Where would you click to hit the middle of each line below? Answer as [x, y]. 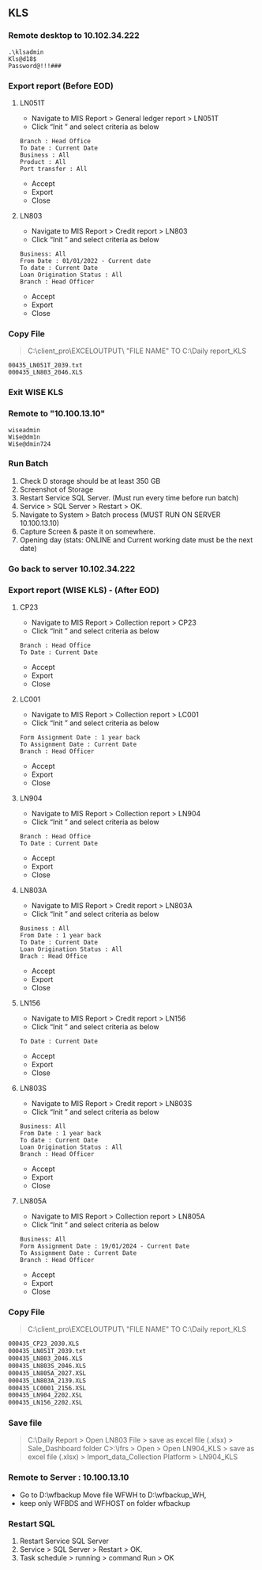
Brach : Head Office [53, 956]
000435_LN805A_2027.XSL [47, 1373]
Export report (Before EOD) [61, 86]
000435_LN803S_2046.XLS [47, 1366]
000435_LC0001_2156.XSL [47, 1388]
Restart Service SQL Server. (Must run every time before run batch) [129, 497]
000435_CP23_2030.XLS [44, 1344]
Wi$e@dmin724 [30, 444]
